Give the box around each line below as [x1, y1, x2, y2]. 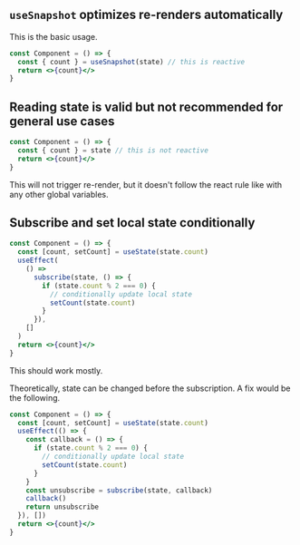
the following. [9, 392, 61, 403]
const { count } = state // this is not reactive [17, 146, 208, 155]
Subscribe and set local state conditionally [9, 215, 256, 230]
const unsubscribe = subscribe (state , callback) [25, 485, 213, 495]
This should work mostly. [9, 365, 103, 375]
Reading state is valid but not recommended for [9, 99, 284, 114]
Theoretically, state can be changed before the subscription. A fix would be [9, 383, 291, 394]
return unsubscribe [25, 502, 100, 511]
